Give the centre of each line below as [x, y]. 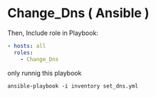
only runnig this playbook [45, 73]
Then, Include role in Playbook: [53, 33]
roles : [24, 52]
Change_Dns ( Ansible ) [78, 13]
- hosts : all [27, 46]
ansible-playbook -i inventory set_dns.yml [73, 86]
